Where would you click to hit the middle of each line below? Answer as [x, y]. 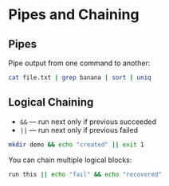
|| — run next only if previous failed [79, 130]
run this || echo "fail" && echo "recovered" [85, 174]
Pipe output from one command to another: [79, 63]
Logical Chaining [51, 102]
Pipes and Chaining [74, 15]
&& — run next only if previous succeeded [88, 122]
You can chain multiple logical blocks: [70, 160]
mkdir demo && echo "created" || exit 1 [77, 145]
